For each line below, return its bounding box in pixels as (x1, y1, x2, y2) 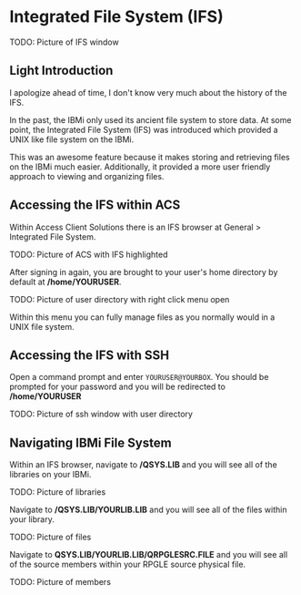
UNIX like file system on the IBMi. (9, 134, 135, 145)
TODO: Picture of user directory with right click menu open (9, 293, 230, 304)
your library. (9, 514, 55, 525)
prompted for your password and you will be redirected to (9, 381, 226, 393)
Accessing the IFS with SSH (9, 347, 170, 363)
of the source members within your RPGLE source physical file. (9, 559, 246, 570)
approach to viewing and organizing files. (9, 170, 165, 181)
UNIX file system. (9, 321, 75, 332)
